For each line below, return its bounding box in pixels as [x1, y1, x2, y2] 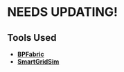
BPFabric [17, 50, 44, 58]
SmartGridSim [17, 57, 60, 66]
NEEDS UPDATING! [7, 4, 118, 20]
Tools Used [7, 32, 57, 44]
